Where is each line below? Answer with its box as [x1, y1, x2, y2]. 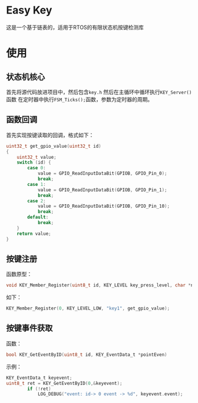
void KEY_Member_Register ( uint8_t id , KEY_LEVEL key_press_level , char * [6, 282, 192, 288]
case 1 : [27, 181, 46, 187]
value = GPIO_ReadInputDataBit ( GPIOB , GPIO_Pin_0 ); [37, 171, 167, 176]
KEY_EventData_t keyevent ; [6, 375, 72, 381]
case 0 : [27, 165, 46, 171]
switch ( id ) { [16, 159, 51, 165]
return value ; [16, 231, 51, 237]
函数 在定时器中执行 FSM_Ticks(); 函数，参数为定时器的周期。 [6, 95, 153, 103]
